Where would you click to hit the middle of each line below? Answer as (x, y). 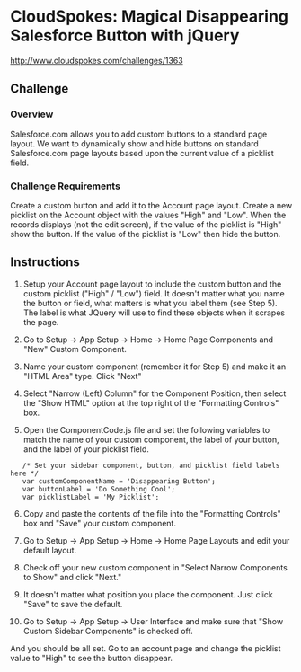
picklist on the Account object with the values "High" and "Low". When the (148, 215)
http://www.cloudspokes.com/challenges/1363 (97, 60)
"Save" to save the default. (73, 604)
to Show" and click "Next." (72, 577)
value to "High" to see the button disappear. (92, 658)
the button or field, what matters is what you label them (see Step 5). (150, 303)
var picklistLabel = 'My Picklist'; (91, 497)
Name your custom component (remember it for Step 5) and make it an (155, 367)
